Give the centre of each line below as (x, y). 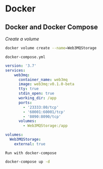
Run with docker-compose (31, 153)
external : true (30, 144)
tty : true (28, 89)
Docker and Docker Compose (51, 27)
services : (15, 70)
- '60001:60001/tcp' (44, 112)
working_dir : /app (37, 98)
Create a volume (22, 39)
